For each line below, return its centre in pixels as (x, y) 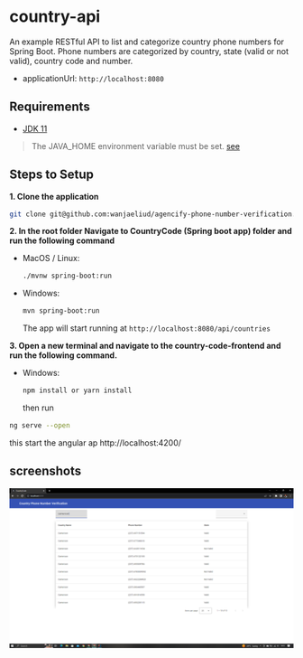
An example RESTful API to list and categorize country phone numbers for (147, 42)
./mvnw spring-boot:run (67, 276)
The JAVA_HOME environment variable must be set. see (136, 146)
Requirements (50, 107)
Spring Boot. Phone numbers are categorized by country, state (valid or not (149, 51)
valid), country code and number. (71, 61)
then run (38, 408)
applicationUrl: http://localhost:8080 (93, 78)
